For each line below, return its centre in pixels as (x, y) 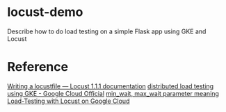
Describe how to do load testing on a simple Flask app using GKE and (107, 31)
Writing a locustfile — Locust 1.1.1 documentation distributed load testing (111, 86)
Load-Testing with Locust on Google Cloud (68, 101)
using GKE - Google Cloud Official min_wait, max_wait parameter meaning (113, 93)
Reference (38, 67)
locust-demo (45, 12)
